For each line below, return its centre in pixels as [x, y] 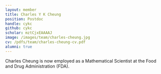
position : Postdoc [24, 19]
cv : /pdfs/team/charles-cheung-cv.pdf [45, 42]
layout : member [21, 10]
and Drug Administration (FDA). [37, 66]
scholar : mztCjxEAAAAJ [29, 33]
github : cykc [19, 28]
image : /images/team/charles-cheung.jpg [48, 38]
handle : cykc [19, 24]
